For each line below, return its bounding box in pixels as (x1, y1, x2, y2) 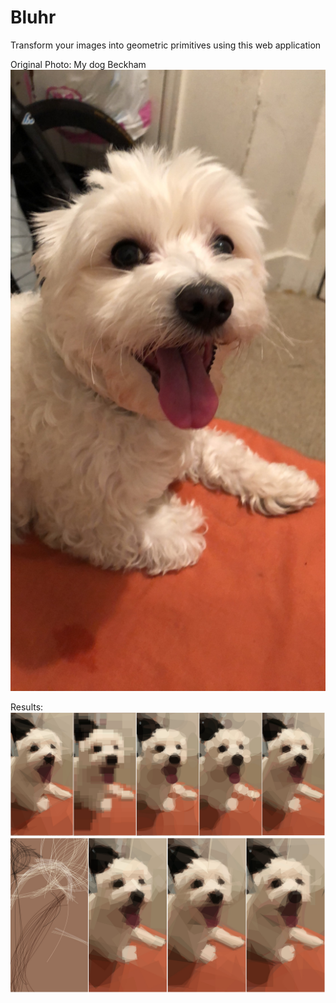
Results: (10, 701, 44, 713)
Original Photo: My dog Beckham (10, 58, 147, 70)
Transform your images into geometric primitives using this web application (10, 39, 322, 51)
